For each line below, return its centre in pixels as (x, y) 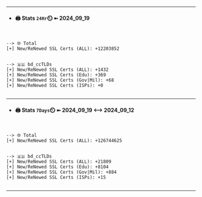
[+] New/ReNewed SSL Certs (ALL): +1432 (58, 70)
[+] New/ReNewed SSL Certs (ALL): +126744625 (64, 141)
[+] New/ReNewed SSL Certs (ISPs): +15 (56, 178)
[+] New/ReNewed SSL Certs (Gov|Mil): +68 (60, 80)
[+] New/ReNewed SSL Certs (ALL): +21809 (59, 162)
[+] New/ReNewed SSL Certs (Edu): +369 (56, 75)
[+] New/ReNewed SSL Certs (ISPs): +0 (55, 86)
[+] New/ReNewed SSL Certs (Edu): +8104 (58, 167)
